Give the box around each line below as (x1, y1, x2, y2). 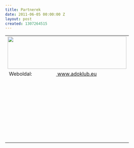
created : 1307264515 (5, 21, 48, 26)
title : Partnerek (5, 7, 41, 12)
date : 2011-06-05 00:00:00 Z (5, 12, 65, 17)
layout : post (5, 16, 32, 21)
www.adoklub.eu (57, 70, 97, 77)
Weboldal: (9, 70, 32, 77)
